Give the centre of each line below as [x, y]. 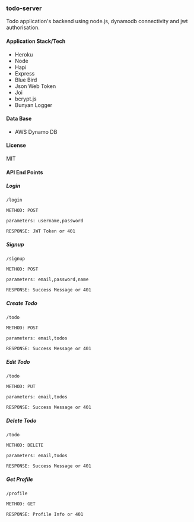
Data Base [19, 119]
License [16, 145]
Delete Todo [21, 420]
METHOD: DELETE [25, 445]
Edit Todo [18, 362]
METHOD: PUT [21, 387]
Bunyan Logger [34, 105]
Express [25, 73]
